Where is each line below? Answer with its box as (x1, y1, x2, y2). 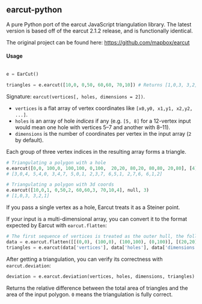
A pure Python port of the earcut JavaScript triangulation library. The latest (6, 20, 192, 28)
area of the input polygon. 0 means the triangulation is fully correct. (6, 291, 173, 298)
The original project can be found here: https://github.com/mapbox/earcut (6, 38, 190, 46)
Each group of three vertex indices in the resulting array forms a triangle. (6, 148, 186, 155)
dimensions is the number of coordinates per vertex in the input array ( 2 (14, 130, 192, 137)
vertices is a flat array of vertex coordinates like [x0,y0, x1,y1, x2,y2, (14, 105, 193, 112)
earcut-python (6, 5, 63, 15)
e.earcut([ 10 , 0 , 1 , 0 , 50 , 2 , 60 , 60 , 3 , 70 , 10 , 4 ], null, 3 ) (6, 187, 149, 193)
